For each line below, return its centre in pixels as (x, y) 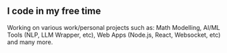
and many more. (30, 42)
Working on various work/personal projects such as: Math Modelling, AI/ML (114, 27)
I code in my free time (54, 11)
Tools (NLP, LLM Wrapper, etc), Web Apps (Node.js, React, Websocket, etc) (114, 35)
